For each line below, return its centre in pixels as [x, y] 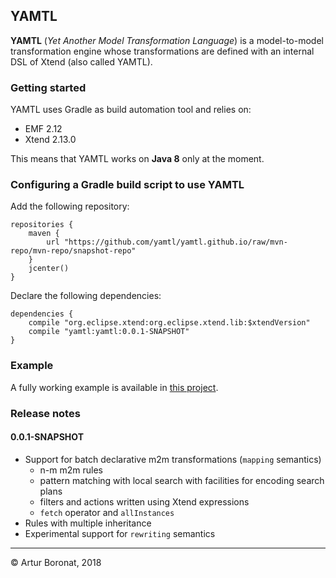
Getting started [48, 87]
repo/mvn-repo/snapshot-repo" [73, 251]
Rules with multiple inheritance [88, 523]
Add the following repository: [70, 206]
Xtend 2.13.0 [50, 140]
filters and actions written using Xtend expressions [144, 501]
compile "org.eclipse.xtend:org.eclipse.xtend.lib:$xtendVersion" [169, 323]
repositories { [42, 225]
